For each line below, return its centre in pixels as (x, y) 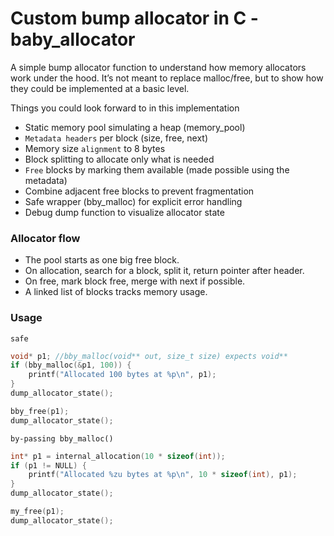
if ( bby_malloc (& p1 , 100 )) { (71, 365)
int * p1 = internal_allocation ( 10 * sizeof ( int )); (118, 456)
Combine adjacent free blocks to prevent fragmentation (139, 191)
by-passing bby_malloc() (62, 438)
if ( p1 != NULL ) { (48, 465)
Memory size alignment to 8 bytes (95, 148)
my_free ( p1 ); (37, 512)
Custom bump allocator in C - (134, 18)
